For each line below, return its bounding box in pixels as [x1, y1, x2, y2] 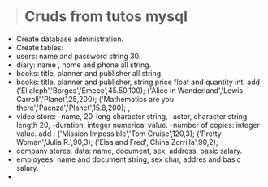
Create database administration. [15, 34, 124, 44]
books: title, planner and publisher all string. [15, 68, 164, 78]
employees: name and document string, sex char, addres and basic [15, 154, 241, 164]
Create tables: [15, 42, 63, 52]
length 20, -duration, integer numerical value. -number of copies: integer [15, 120, 260, 130]
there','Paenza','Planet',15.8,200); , [15, 103, 131, 113]
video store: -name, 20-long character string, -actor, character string [15, 111, 248, 121]
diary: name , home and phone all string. [15, 60, 152, 70]
